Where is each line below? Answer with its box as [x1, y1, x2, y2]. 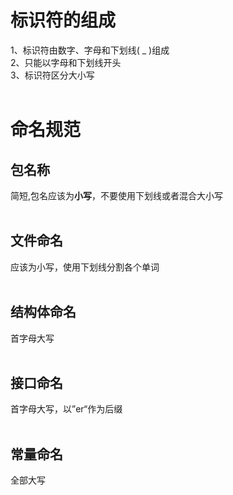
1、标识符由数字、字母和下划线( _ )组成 [10, 44, 170, 56]
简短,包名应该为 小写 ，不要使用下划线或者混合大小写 [10, 189, 224, 201]
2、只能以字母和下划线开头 [10, 56, 122, 68]
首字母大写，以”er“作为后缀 [10, 403, 123, 415]
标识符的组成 [10, 9, 117, 32]
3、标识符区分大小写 [10, 69, 95, 81]
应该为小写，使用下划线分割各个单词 [10, 261, 160, 273]
